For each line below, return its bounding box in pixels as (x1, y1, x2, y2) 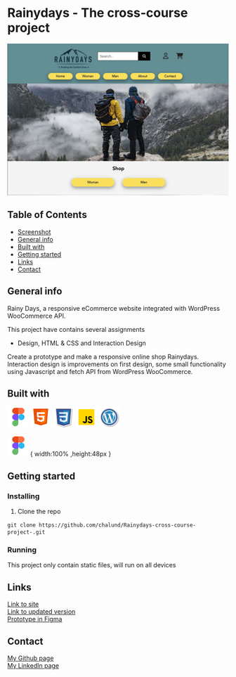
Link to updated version (7, 607, 76, 616)
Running (7, 545, 37, 555)
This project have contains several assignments (7, 325, 145, 333)
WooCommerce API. (7, 311, 66, 320)
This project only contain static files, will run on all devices (7, 561, 176, 569)
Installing (7, 491, 40, 501)
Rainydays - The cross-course (7, 5, 188, 21)
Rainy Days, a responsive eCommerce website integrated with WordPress (7, 304, 220, 312)
